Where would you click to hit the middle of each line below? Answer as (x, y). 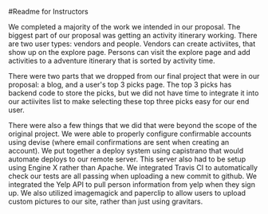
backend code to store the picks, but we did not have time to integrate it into (134, 93)
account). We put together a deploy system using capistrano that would (126, 151)
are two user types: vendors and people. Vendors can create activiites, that (132, 44)
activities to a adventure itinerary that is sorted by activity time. (112, 60)
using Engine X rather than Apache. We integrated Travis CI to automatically (133, 167)
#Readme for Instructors (49, 12)
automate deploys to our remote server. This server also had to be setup (127, 159)
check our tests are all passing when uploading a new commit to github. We (133, 176)
